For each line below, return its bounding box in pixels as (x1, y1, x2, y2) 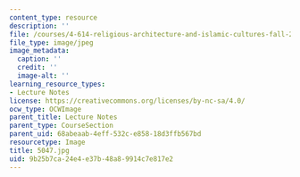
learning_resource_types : (9, 80, 105, 88)
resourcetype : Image (9, 138, 87, 147)
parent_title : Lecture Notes (9, 113, 118, 122)
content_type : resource (9, 13, 98, 22)
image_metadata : (9, 46, 70, 55)
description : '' (9, 21, 70, 30)
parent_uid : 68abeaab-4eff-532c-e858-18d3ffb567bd (9, 130, 202, 139)
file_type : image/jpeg (9, 38, 94, 47)
